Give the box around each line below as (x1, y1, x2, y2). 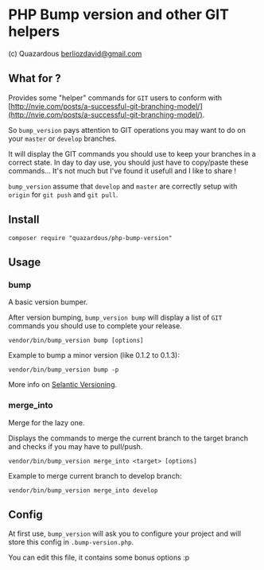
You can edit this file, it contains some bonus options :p (8, 553, 190, 562)
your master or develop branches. (8, 134, 117, 143)
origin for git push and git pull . (8, 189, 118, 200)
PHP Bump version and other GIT (8, 6, 229, 24)
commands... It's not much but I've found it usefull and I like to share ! (8, 165, 237, 176)
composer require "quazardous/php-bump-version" (8, 234, 173, 242)
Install (8, 213, 40, 227)
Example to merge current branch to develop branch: (8, 471, 182, 480)
